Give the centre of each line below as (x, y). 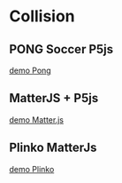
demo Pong (30, 70)
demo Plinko (32, 169)
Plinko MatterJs (53, 148)
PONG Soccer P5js (61, 49)
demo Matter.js (37, 119)
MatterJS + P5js (54, 98)
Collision (42, 16)
